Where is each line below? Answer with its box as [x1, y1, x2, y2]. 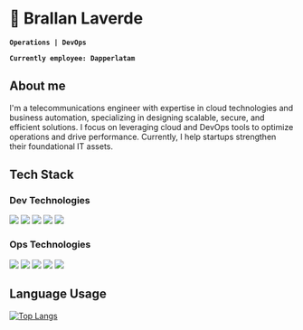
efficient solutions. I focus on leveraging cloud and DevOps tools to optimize [9, 121, 294, 132]
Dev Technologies [9, 194, 90, 207]
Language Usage [9, 287, 107, 302]
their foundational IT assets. [9, 140, 113, 152]
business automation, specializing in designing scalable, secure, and [9, 112, 265, 123]
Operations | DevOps [9, 38, 88, 47]
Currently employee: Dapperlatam [9, 53, 136, 62]
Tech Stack [9, 167, 74, 183]
